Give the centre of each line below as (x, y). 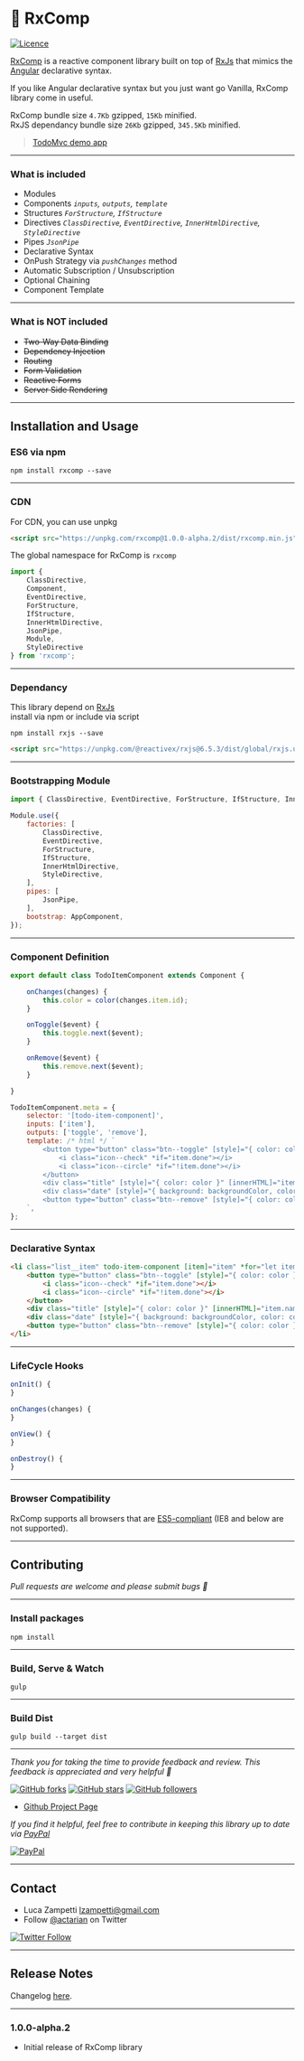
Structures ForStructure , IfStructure (92, 213)
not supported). (39, 1528)
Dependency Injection (64, 351)
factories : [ (51, 824)
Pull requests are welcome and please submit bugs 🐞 (109, 1587)
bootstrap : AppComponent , (75, 916)
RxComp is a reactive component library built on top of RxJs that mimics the (152, 61)
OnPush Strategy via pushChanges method (100, 261)
